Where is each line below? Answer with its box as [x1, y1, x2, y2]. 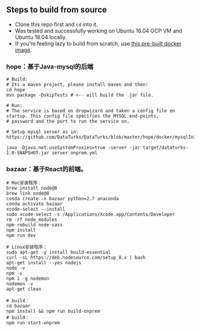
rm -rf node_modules [6, 217, 58, 223]
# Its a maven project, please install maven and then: [6, 82, 148, 88]
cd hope [6, 87, 26, 93]
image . [14, 46, 32, 53]
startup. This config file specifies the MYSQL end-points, [6, 113, 160, 119]
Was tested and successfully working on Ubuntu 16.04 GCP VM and [14, 27, 182, 34]
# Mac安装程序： [6, 180, 42, 186]
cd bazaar [6, 303, 31, 309]
